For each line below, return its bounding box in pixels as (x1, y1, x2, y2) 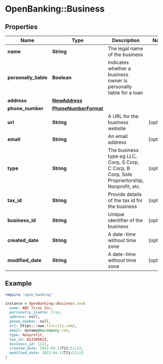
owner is (108, 77, 128, 84)
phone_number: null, (9, 319, 51, 324)
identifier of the (108, 217, 143, 224)
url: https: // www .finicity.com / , (9, 323, 77, 329)
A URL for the (108, 113, 139, 120)
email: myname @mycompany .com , (9, 328, 70, 333)
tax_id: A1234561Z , (9, 337, 49, 342)
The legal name (108, 45, 143, 52)
